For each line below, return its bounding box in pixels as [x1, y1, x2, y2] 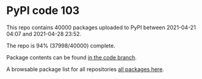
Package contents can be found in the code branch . [6, 53, 137, 61]
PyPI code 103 [6, 4, 80, 18]
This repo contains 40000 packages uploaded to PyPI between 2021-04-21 [6, 24, 197, 31]
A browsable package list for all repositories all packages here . [6, 65, 165, 73]
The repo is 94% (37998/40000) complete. [6, 42, 116, 49]
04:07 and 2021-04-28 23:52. [6, 30, 82, 37]
